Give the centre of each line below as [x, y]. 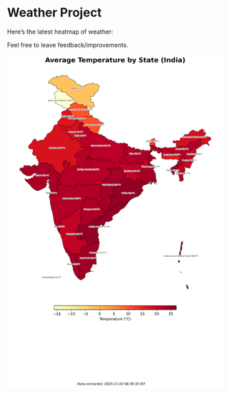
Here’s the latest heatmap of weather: [60, 32]
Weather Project [55, 13]
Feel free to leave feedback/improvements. [68, 45]
